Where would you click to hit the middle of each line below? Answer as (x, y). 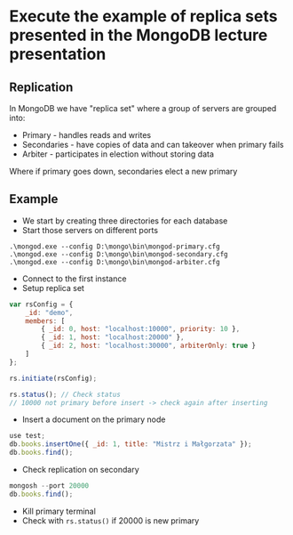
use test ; (28, 436)
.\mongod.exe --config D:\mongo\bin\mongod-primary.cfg (115, 247)
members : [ (45, 321)
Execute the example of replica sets (143, 16)
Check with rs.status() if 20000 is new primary (111, 520)
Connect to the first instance (74, 279)
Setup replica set (53, 288)
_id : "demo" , (49, 312)
